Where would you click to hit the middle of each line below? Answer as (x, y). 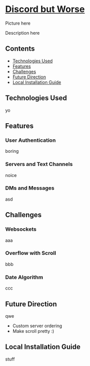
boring (12, 151)
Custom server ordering (37, 326)
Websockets (21, 229)
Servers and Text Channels (39, 164)
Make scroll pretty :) (33, 331)
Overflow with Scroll (31, 253)
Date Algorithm (24, 277)
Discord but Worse (45, 9)
